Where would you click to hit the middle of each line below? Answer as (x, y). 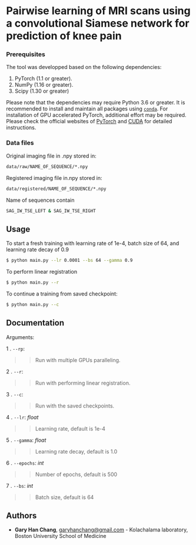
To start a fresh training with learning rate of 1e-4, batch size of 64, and (93, 244)
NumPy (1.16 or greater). (44, 85)
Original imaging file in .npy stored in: (51, 156)
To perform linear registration (42, 272)
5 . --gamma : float (26, 440)
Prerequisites (26, 54)
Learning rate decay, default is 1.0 (76, 451)
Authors (21, 516)
